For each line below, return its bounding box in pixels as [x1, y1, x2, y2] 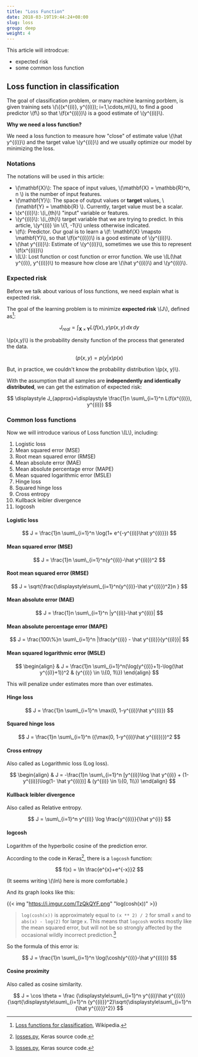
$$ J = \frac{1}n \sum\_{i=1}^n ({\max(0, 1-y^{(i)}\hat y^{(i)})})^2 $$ [18, 733, 181, 740]
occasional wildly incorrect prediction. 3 [21, 930, 116, 938]
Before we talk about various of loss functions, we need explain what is [6, 287, 179, 294]
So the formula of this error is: [6, 943, 79, 950]
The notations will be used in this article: [6, 173, 105, 180]
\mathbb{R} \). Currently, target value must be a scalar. [50, 203, 184, 210]
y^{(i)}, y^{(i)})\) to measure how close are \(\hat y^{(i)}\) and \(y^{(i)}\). [15, 260, 187, 267]
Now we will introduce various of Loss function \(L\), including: [6, 429, 159, 436]
